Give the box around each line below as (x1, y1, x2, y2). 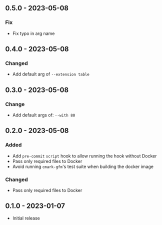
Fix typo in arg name (12, 30, 55, 36)
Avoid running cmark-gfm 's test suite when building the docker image (12, 163, 154, 169)
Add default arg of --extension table (12, 71, 90, 77)
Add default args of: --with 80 (12, 112, 75, 118)
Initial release (12, 215, 40, 221)
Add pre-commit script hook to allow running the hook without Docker (12, 152, 157, 159)
